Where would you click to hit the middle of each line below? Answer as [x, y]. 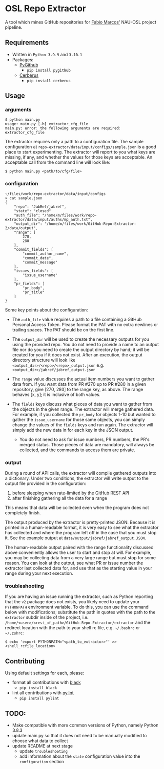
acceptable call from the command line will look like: [58, 162]
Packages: [23, 60]
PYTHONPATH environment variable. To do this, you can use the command [77, 607]
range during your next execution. [39, 573]
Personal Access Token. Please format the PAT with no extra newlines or [85, 324]
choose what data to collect [40, 741]
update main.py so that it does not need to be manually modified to [80, 735]
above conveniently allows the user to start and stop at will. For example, [78, 552]
